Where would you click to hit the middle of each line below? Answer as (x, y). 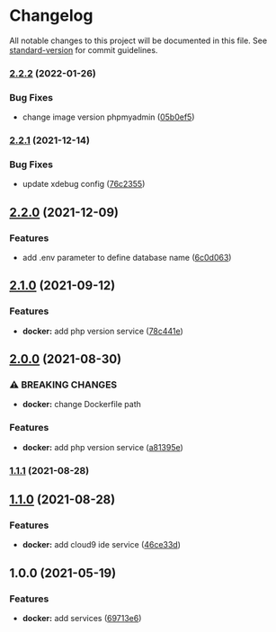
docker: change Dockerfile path (82, 405)
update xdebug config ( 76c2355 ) (84, 184)
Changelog (51, 16)
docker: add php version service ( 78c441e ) (103, 331)
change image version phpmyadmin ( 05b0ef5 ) (108, 117)
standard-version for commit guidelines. (84, 49)
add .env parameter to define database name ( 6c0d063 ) (127, 258)
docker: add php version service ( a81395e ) (103, 447)
